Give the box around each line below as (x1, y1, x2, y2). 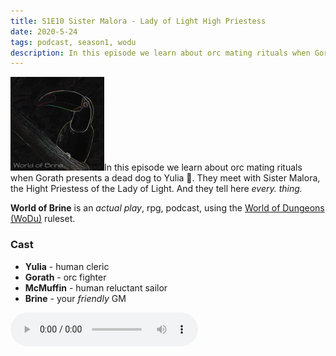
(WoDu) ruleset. (10, 213, 76, 225)
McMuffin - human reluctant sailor (24, 281, 168, 294)
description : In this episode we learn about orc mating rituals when (10, 48, 311, 58)
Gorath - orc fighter (24, 271, 107, 283)
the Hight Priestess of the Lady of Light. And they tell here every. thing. (10, 183, 303, 195)
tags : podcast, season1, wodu (10, 37, 137, 47)
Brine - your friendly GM (24, 292, 127, 304)
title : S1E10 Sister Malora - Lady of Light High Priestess (10, 16, 267, 26)
